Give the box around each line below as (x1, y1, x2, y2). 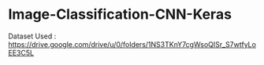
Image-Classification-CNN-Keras (8, 5, 232, 23)
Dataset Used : (8, 31, 57, 41)
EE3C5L (8, 48, 34, 57)
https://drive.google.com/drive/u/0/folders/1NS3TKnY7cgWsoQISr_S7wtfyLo (8, 39, 256, 49)
